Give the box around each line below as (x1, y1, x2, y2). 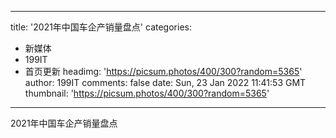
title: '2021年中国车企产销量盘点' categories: (10, 21, 192, 33)
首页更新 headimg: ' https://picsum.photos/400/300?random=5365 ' (24, 66, 303, 77)
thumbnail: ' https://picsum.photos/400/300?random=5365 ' (24, 87, 270, 99)
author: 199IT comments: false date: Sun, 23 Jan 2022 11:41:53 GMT (24, 77, 307, 88)
